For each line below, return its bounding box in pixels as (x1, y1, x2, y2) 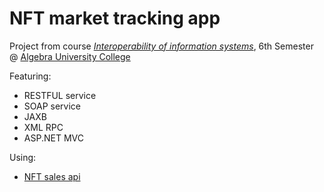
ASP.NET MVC (23, 132, 84, 144)
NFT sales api (23, 170, 81, 182)
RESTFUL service (23, 89, 97, 101)
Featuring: (9, 70, 52, 82)
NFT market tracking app (9, 7, 221, 30)
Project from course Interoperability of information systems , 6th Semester (9, 40, 314, 52)
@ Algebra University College (9, 50, 131, 62)
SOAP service (23, 100, 82, 112)
